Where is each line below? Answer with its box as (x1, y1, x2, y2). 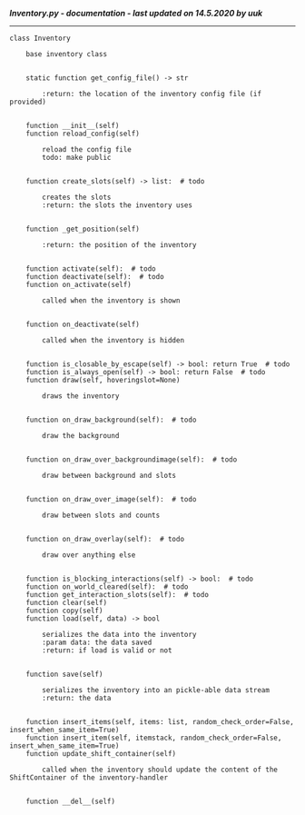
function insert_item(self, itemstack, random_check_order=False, (25, 733, 282, 742)
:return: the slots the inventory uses (42, 201, 193, 210)
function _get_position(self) (25, 224, 141, 234)
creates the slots (42, 193, 112, 202)
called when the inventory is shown (42, 296, 181, 305)
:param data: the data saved (42, 638, 152, 647)
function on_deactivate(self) (25, 320, 141, 329)
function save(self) (25, 670, 103, 679)
